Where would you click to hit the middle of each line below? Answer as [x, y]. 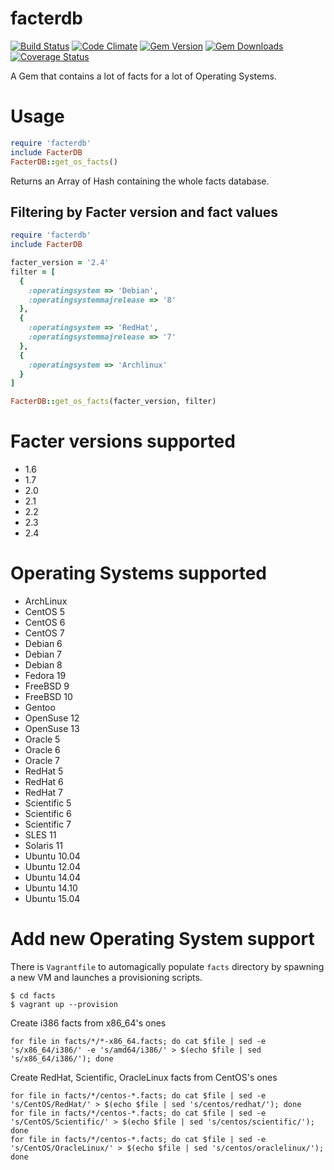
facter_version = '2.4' [60, 263]
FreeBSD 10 [48, 697]
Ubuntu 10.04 [52, 856]
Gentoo [40, 708]
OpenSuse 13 [52, 729]
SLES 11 [40, 835]
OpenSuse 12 [52, 718]
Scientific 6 [48, 814]
